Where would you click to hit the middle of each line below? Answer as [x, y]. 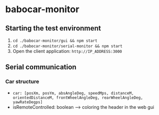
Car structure [22, 81]
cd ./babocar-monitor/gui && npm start [55, 41]
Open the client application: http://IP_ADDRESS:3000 [67, 51]
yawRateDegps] [28, 102]
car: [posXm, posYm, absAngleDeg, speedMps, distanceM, [73, 93]
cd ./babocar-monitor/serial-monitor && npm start [68, 46]
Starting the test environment [53, 28]
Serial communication [41, 67]
